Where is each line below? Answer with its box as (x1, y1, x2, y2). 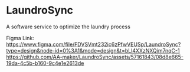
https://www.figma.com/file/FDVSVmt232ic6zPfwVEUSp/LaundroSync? (6, 41, 181, 48)
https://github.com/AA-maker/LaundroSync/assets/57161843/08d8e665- (6, 53, 184, 60)
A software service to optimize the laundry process (6, 23, 131, 30)
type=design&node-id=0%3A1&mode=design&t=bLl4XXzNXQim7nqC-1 (6, 47, 180, 54)
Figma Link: (6, 34, 34, 41)
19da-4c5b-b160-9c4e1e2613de (6, 60, 84, 67)
